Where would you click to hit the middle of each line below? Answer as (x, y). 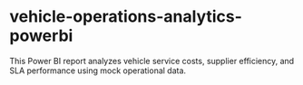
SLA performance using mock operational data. (98, 71)
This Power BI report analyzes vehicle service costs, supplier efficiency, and (152, 61)
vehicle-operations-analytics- (126, 17)
